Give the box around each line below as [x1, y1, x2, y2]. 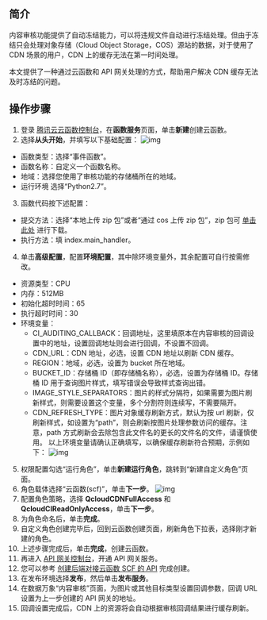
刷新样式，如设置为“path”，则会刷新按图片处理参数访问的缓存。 [32, 418, 241, 427]
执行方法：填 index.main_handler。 [20, 235, 135, 245]
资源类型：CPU [20, 279, 71, 288]
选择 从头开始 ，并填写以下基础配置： [20, 134, 139, 144]
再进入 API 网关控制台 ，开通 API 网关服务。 [20, 553, 162, 563]
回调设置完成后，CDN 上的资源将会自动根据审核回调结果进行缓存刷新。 [20, 603, 254, 613]
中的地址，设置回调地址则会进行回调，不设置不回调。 [39, 338, 213, 348]
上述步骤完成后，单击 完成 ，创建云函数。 [20, 543, 153, 553]
